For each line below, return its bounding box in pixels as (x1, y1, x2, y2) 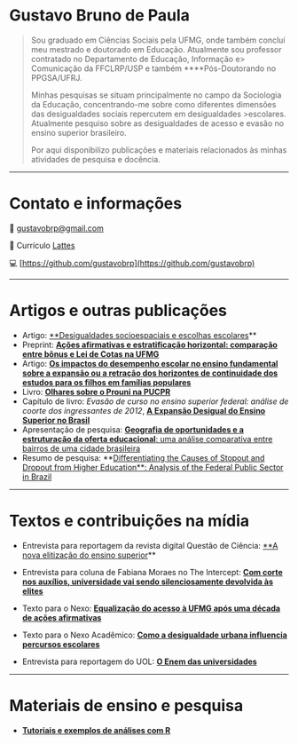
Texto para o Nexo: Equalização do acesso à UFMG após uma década (21, 603, 281, 613)
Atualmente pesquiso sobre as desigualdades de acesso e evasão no (30, 117, 285, 129)
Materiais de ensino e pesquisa (9, 695, 244, 716)
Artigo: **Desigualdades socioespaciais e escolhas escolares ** (21, 329, 257, 340)
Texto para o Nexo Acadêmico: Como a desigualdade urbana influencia (21, 629, 288, 640)
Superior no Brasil (21, 415, 90, 425)
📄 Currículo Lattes (9, 240, 75, 250)
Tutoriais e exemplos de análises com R (21, 724, 171, 735)
